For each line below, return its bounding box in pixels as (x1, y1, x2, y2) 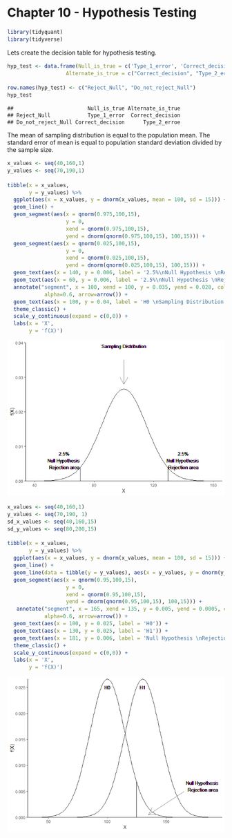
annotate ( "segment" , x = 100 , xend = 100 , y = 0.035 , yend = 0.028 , (13, 283, 215, 291)
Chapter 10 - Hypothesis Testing (7, 5, 197, 21)
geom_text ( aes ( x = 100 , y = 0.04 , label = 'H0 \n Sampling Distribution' (13, 298, 227, 305)
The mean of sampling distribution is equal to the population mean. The (7, 131, 211, 140)
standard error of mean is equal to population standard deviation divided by (7, 138, 222, 146)
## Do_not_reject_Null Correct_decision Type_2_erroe (7, 119, 181, 126)
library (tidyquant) (7, 28, 64, 35)
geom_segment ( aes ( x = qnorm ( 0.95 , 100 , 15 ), (13, 576, 137, 583)
